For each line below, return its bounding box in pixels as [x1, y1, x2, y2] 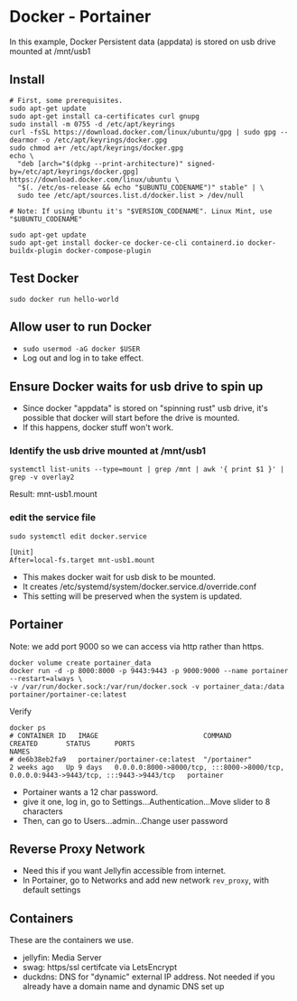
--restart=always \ [9, 674, 83, 683]
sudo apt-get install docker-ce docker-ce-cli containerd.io [9, 238, 245, 248]
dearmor [9, 136, 39, 145]
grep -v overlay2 [9, 472, 75, 482]
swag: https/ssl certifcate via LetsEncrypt [22, 962, 178, 973]
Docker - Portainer [9, 6, 152, 27]
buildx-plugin [9, 246, 63, 255]
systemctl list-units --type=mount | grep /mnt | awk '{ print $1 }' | [9, 465, 284, 474]
